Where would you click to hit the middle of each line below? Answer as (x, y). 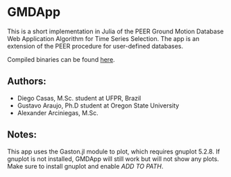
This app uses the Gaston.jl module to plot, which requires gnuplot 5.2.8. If (114, 151)
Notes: (22, 135)
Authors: (27, 82)
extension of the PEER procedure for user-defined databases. (95, 46)
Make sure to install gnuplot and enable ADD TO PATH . (85, 166)
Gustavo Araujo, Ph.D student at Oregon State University (98, 106)
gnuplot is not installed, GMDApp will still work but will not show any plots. (113, 159)
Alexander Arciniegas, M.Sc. (58, 112)
